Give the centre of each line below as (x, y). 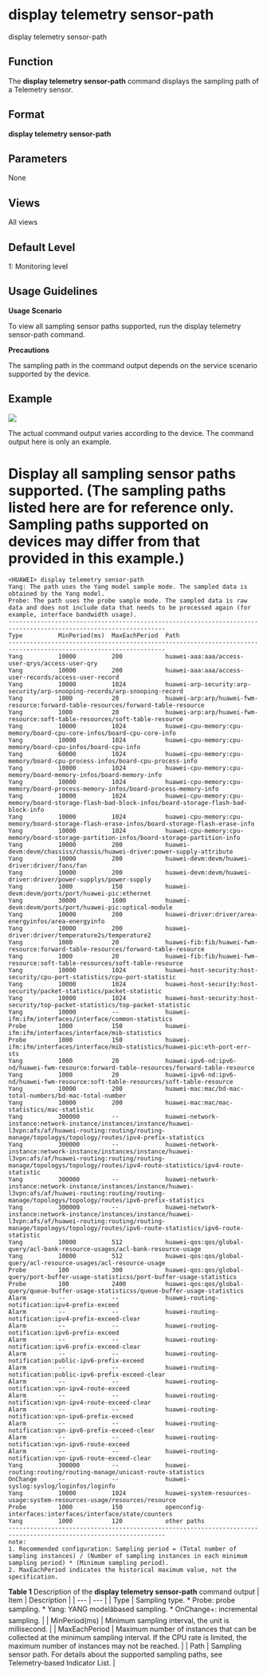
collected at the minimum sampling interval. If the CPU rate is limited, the (128, 1637)
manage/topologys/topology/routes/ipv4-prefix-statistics (106, 1137)
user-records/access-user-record (64, 677)
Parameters (38, 158)
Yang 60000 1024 (67, 754)
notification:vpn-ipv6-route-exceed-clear (80, 1458)
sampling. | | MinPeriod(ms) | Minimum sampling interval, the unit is (119, 1620)
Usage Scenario (35, 310)
